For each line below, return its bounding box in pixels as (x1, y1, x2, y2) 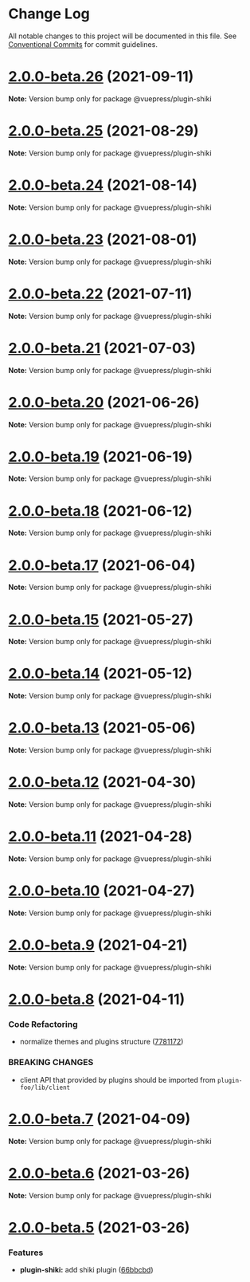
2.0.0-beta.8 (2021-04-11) (8, 990, 186, 1009)
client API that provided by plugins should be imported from (19, 1075, 217, 1084)
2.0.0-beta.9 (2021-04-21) (8, 936, 188, 954)
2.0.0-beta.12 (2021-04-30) (8, 773, 197, 792)
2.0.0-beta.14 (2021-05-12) (8, 665, 193, 682)
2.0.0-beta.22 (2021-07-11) (8, 285, 193, 303)
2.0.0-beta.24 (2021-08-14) (8, 176, 197, 194)
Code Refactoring (8, 1018, 78, 1029)
